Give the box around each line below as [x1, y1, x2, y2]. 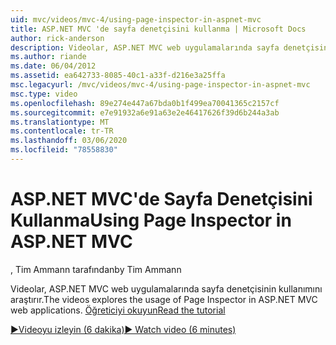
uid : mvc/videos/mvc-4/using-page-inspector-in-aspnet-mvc [10, 14, 262, 25]
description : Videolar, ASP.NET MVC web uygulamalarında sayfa [10, 42, 280, 53]
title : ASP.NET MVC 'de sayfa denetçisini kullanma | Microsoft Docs [10, 24, 307, 34]
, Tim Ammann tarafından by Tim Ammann [10, 263, 182, 275]
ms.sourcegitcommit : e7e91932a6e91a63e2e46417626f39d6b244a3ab [10, 107, 280, 118]
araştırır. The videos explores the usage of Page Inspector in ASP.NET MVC [10, 293, 318, 305]
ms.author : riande [10, 52, 87, 62]
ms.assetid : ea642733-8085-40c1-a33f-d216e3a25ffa [10, 71, 226, 81]
